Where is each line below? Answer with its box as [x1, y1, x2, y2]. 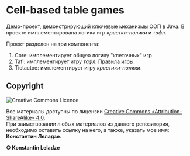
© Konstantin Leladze [6, 144, 60, 151]
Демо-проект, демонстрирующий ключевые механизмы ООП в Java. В [6, 23, 185, 30]
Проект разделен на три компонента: [6, 40, 100, 47]
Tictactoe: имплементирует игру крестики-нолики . [14, 64, 142, 71]
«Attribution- [151, 108, 182, 115]
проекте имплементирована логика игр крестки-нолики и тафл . [6, 29, 167, 36]
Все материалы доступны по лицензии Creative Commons [6, 108, 151, 115]
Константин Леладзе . [6, 133, 61, 140]
